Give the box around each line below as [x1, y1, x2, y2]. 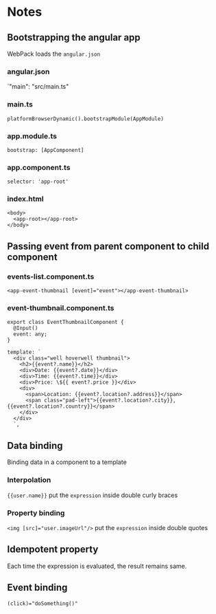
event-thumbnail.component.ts [7, 303, 115, 313]
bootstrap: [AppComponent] [7, 146, 84, 153]
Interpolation [7, 475, 51, 485]
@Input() [13, 325, 38, 332]
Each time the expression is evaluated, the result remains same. [7, 562, 187, 570]
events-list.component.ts [7, 272, 95, 281]
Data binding [7, 439, 63, 451]
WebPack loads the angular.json [7, 50, 101, 58]
